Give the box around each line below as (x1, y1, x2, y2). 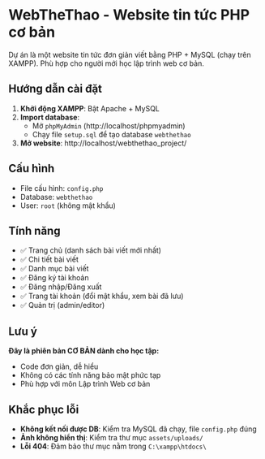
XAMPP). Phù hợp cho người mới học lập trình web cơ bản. (8, 58, 204, 68)
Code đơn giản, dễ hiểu (19, 362, 99, 371)
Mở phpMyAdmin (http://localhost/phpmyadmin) (32, 120, 186, 131)
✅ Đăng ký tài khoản (19, 273, 89, 283)
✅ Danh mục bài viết (19, 264, 89, 274)
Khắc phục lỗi (8, 402, 79, 416)
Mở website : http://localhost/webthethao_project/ (19, 138, 187, 148)
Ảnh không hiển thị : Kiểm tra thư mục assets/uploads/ (19, 433, 204, 442)
